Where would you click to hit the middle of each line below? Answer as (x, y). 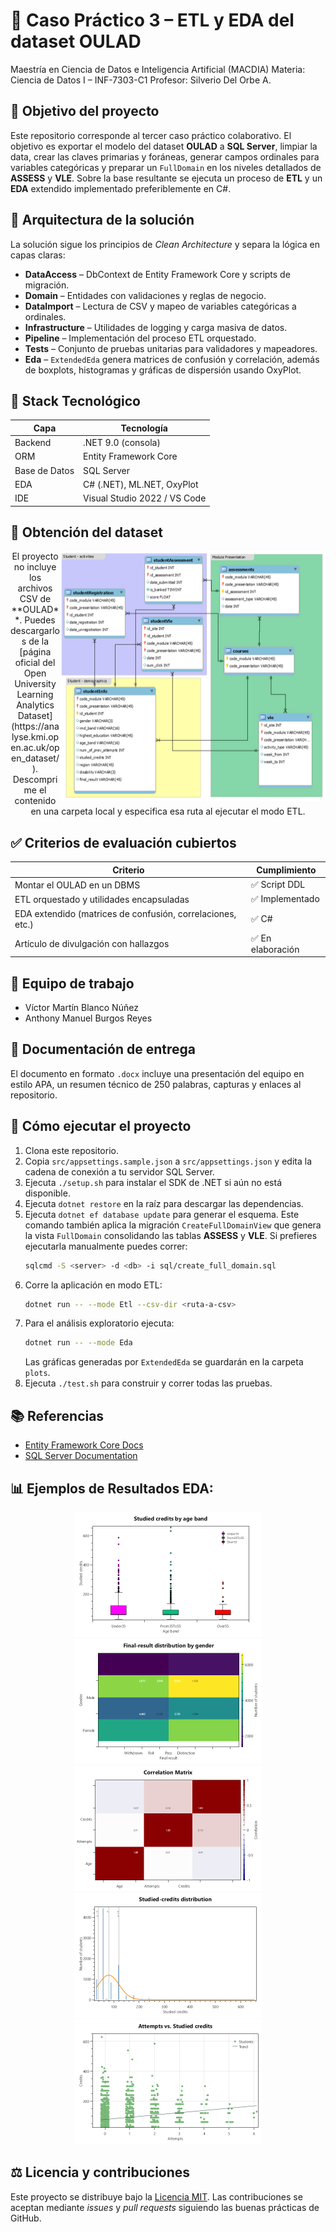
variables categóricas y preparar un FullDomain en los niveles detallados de (166, 167)
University (35, 684)
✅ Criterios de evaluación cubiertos (123, 842)
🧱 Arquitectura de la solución (102, 220)
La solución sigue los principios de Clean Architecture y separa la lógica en (165, 244)
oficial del (35, 663)
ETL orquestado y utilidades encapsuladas (102, 899)
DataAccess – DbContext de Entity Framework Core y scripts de (157, 274)
